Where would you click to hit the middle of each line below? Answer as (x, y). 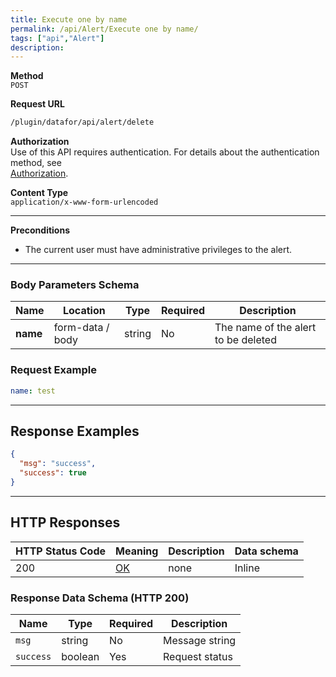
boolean (80, 657)
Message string (200, 641)
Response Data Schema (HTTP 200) (100, 598)
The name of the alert (265, 328)
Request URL (37, 104)
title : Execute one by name (69, 19)
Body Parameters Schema (75, 285)
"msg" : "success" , (58, 464)
